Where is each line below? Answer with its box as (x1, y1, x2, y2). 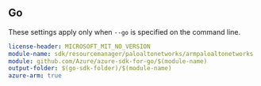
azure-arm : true (8, 72, 62, 80)
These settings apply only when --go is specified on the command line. (8, 27, 240, 36)
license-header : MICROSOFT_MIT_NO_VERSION (8, 43, 151, 50)
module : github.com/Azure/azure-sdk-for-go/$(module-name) (8, 57, 208, 65)
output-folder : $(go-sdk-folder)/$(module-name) (8, 65, 172, 73)
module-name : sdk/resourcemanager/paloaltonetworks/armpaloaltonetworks (8, 50, 254, 58)
